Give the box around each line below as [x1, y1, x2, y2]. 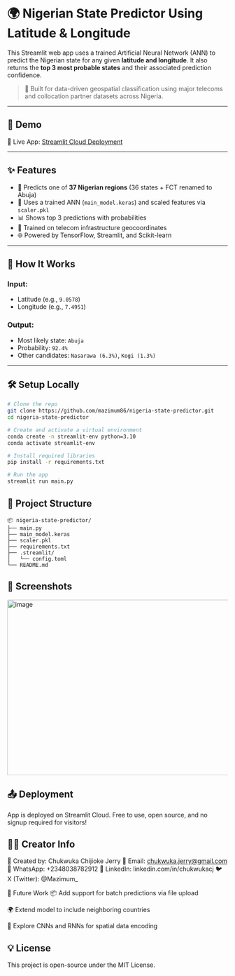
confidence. [7, 71, 42, 79]
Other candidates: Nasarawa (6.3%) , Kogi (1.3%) [17, 351, 156, 359]
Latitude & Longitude [7, 25, 131, 41]
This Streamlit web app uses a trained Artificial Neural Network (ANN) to [7, 48, 215, 57]
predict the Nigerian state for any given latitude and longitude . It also [7, 55, 208, 64]
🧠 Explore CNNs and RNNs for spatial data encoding [7, 922, 158, 930]
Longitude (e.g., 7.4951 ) [17, 302, 86, 311]
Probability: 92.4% [17, 343, 68, 352]
